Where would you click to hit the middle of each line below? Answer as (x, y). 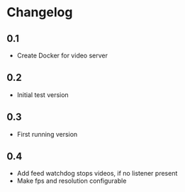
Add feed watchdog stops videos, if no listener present (97, 174)
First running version (47, 134)
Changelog (40, 12)
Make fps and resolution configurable (72, 181)
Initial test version (43, 95)
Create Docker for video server (62, 55)
